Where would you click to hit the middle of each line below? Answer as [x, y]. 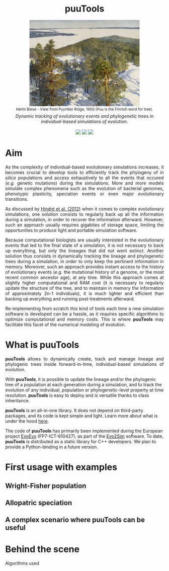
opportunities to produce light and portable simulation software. [71, 230]
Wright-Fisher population [46, 486]
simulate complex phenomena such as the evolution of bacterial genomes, [84, 188]
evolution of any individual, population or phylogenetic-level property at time [84, 390]
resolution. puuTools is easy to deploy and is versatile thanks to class [77, 395]
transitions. [17, 199]
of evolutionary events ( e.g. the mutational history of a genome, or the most [84, 272]
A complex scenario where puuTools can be [75, 520]
